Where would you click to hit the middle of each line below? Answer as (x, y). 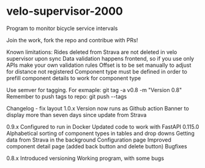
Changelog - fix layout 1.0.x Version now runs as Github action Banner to (98, 108)
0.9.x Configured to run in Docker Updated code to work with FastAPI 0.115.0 (103, 126)
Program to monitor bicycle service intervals (62, 28)
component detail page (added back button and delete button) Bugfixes (97, 146)
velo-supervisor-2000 (65, 11)
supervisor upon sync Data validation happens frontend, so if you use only (100, 58)
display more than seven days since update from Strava (76, 115)
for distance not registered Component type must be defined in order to (97, 71)
